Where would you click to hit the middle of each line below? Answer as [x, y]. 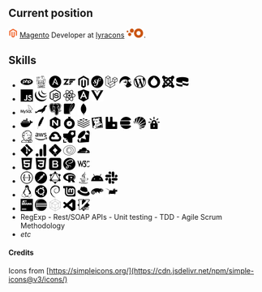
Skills [22, 60]
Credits [21, 253]
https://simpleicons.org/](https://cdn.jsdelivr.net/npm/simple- [151, 270]
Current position [51, 13]
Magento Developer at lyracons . [82, 35]
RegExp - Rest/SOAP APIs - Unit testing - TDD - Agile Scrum [121, 217]
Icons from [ [29, 270]
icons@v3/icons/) [38, 279]
